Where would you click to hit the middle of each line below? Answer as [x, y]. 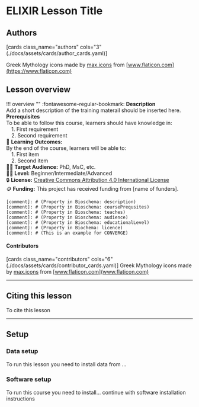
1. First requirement [35, 129]
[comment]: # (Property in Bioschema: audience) [67, 217]
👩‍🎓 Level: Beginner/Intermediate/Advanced [59, 173]
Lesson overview [38, 90]
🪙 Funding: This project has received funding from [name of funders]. [92, 188]
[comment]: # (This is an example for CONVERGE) [67, 233]
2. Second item [30, 161]
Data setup [22, 351]
